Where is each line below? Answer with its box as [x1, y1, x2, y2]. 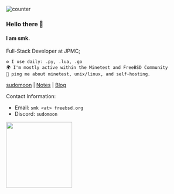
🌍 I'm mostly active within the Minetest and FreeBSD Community [6, 65, 168, 71]
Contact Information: [6, 93, 56, 100]
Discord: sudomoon [14, 110, 57, 117]
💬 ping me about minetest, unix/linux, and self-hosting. [6, 71, 151, 77]
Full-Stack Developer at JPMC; [6, 47, 81, 55]
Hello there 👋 [6, 20, 44, 28]
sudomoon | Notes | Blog [6, 82, 66, 89]
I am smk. [6, 34, 30, 41]
